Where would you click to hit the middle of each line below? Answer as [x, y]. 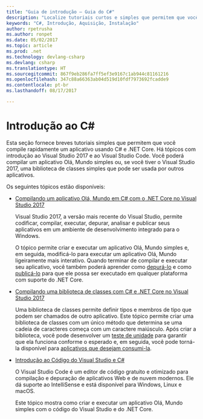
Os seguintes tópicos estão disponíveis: [56, 186]
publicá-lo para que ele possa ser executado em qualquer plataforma [101, 273]
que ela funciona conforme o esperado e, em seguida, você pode [96, 341]
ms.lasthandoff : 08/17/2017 [42, 91]
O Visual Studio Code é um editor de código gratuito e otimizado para [101, 371]
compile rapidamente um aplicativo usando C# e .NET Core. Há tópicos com [101, 149]
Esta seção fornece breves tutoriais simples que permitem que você [91, 142]
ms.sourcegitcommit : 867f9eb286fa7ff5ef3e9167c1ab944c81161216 [88, 74]
